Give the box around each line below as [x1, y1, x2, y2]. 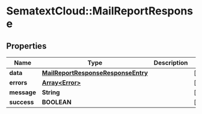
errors [9, 79, 28, 86]
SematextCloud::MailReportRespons [6, 4, 194, 18]
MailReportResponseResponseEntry [41, 69, 148, 77]
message [9, 88, 36, 97]
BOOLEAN [41, 98, 72, 106]
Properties [6, 41, 47, 51]
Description [153, 59, 188, 67]
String [41, 88, 60, 97]
